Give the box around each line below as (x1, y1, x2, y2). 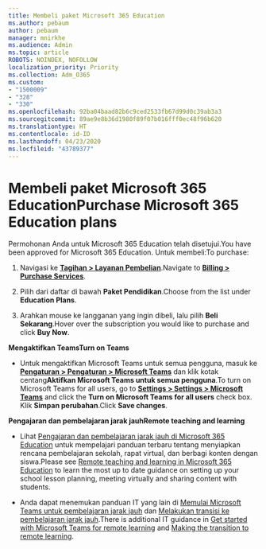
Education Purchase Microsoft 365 (8, 196, 240, 214)
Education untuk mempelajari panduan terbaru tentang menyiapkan (19, 440, 241, 450)
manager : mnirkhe (8, 33, 66, 42)
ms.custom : (8, 78, 44, 86)
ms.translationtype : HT (8, 123, 87, 130)
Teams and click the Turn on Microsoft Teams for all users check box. (19, 392, 253, 402)
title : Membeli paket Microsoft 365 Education (8, 11, 165, 20)
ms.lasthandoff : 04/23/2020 (8, 137, 102, 146)
